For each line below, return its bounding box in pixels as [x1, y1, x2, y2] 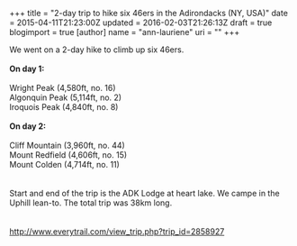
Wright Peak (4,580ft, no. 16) [9, 83, 116, 93]
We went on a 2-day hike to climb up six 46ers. [9, 44, 184, 55]
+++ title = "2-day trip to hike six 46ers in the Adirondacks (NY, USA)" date [9, 8, 288, 18]
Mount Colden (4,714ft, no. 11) [9, 159, 120, 169]
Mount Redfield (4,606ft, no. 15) [9, 150, 128, 160]
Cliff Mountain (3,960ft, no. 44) [9, 140, 126, 150]
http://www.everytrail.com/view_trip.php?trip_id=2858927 [9, 226, 225, 237]
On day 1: [9, 63, 45, 74]
